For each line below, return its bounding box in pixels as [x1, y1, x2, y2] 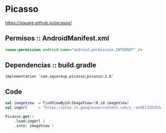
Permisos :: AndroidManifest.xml [5, 34, 110, 43]
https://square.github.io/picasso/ [5, 20, 72, 26]
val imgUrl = [5, 105, 41, 110]
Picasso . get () [5, 114, 35, 119]
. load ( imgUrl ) [14, 119, 45, 124]
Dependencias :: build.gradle [5, 61, 96, 70]
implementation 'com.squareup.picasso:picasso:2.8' [5, 74, 114, 79]
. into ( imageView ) [14, 123, 54, 128]
